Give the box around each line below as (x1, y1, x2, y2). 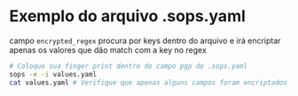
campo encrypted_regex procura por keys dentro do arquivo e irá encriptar (9, 35, 281, 46)
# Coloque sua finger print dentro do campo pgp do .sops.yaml (9, 62, 248, 70)
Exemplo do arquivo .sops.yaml (9, 6, 247, 26)
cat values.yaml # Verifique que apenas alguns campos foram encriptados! (9, 78, 292, 87)
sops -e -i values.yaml (9, 70, 98, 78)
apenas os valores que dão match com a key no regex (9, 44, 207, 55)
